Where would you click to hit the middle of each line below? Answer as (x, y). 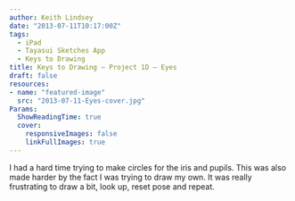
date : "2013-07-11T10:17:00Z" (66, 26)
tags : (19, 34)
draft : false (33, 76)
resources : (29, 84)
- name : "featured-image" (57, 92)
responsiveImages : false (71, 134)
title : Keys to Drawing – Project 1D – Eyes (93, 68)
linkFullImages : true (65, 142)
